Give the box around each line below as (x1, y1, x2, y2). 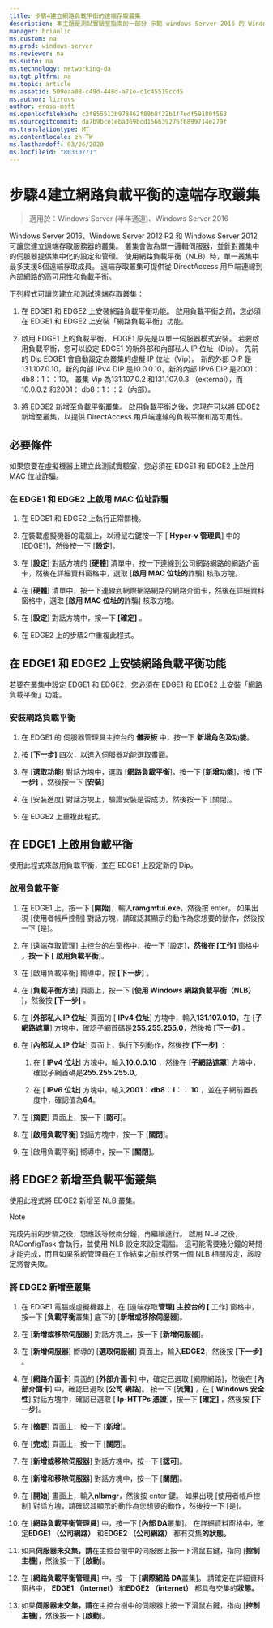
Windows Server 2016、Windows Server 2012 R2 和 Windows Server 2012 (9, 231, 258, 241)
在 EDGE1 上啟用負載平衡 (9, 837, 133, 851)
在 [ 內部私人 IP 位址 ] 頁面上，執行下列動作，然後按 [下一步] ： (20, 1040, 228, 1049)
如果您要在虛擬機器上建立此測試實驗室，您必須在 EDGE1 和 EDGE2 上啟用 (9, 461, 254, 471)
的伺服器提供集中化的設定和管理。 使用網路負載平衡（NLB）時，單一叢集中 (9, 251, 260, 261)
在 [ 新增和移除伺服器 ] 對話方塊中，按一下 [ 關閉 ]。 (20, 1473, 187, 1483)
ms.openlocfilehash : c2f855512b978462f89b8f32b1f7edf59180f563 (9, 111, 228, 119)
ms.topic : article (9, 80, 71, 88)
